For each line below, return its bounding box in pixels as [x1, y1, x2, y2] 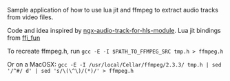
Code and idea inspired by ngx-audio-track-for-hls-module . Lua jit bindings [7, 27, 222, 34]
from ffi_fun [7, 34, 41, 42]
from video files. [7, 13, 54, 21]
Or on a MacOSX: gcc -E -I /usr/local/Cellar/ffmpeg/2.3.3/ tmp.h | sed [7, 60, 222, 68]
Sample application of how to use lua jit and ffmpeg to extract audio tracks [7, 6, 219, 14]
